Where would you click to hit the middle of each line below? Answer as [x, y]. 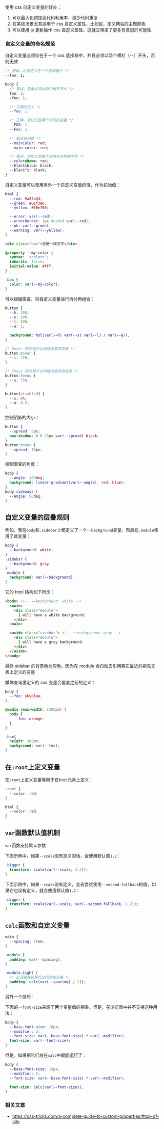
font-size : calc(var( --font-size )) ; [47, 1087]
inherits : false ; [27, 262]
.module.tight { [21, 973]
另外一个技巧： [20, 996]
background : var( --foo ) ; [35, 746]
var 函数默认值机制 [32, 833]
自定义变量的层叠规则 [37, 517]
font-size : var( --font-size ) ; [40, 1041]
